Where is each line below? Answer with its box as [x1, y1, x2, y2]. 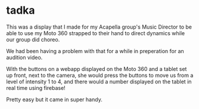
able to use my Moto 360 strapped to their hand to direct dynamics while [6, 29, 185, 36]
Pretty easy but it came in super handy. [6, 96, 102, 103]
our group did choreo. [6, 36, 60, 43]
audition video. [6, 54, 43, 61]
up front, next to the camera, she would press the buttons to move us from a [6, 71, 194, 79]
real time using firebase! [6, 84, 66, 91]
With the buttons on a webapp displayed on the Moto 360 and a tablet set [6, 65, 187, 72]
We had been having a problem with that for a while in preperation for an [6, 47, 185, 54]
